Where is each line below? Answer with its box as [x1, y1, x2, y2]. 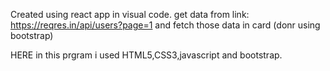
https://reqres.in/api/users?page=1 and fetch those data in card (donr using [10, 19, 321, 31]
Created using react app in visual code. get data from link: [10, 9, 250, 20]
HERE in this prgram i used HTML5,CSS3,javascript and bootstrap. [10, 49, 283, 61]
